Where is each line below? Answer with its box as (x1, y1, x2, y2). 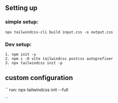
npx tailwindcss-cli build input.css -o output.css (5, 29, 113, 35)
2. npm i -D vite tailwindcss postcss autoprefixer (5, 56, 113, 61)
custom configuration (5, 74, 73, 82)
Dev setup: (5, 41, 32, 48)
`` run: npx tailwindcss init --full (5, 86, 69, 92)
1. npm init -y (5, 52, 36, 57)
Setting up (5, 4, 38, 12)
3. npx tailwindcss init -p (5, 61, 63, 65)
